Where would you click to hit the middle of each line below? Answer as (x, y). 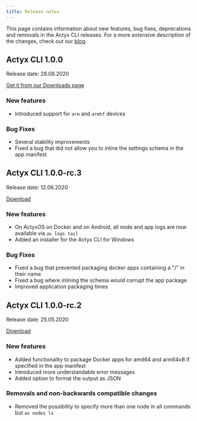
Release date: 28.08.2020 (38, 74)
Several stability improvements (52, 142)
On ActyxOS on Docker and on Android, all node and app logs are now (101, 227)
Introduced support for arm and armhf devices (70, 114)
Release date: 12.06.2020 (37, 187)
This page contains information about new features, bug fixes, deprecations (98, 28)
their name (28, 274)
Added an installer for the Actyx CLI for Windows (74, 240)
